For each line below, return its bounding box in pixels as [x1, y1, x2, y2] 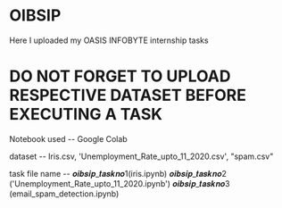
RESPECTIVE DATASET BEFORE [9, 86, 247, 105]
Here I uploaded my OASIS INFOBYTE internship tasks [9, 35, 209, 46]
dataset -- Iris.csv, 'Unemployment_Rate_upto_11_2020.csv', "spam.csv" [9, 151, 274, 162]
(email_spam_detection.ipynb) [9, 188, 120, 199]
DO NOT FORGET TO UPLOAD [9, 66, 231, 87]
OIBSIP [9, 5, 62, 26]
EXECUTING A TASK [9, 104, 163, 125]
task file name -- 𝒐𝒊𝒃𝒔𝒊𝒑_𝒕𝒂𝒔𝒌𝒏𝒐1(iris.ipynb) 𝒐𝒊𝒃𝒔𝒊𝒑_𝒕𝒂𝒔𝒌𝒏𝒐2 [9, 168, 228, 179]
